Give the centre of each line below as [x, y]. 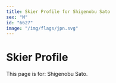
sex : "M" [17, 17]
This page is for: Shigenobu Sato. [47, 74]
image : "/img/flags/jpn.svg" [42, 28]
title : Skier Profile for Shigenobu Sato [58, 12]
